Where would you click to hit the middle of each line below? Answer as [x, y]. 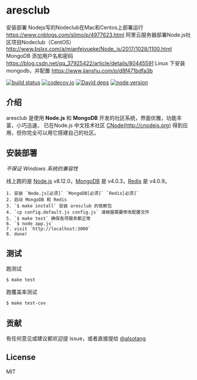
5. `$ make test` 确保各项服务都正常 [48, 218]
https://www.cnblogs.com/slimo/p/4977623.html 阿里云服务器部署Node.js [96, 35]
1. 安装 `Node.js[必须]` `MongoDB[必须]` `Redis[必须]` [73, 193]
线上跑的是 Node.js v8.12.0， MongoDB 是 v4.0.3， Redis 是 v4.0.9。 [88, 181]
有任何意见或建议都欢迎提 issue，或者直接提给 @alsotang [76, 338]
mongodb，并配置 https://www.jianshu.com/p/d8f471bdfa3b [80, 70]
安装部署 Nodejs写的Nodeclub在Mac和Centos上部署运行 [75, 27]
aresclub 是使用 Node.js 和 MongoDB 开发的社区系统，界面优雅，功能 [91, 118]
